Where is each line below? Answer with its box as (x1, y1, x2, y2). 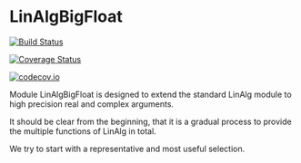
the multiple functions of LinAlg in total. (9, 125, 156, 137)
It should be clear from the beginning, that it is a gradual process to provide (9, 116, 293, 127)
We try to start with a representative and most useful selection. (9, 143, 246, 154)
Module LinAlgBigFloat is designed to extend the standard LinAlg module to (9, 89, 293, 100)
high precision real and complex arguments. (9, 98, 175, 110)
